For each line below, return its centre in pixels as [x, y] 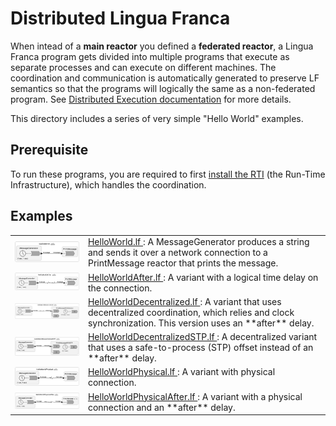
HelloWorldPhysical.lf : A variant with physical [181, 372]
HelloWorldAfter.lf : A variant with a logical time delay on [203, 277]
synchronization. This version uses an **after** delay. [201, 323]
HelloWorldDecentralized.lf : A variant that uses [184, 301]
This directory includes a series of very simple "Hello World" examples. [157, 118]
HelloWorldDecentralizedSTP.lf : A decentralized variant [202, 337]
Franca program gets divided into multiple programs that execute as [150, 56]
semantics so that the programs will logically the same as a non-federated [163, 88]
